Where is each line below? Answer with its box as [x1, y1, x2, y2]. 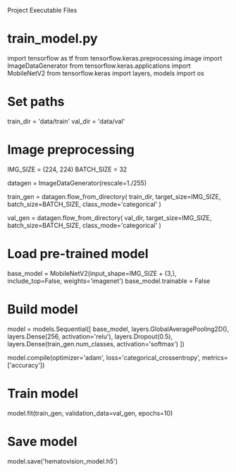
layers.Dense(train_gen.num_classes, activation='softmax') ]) [7, 339, 185, 348]
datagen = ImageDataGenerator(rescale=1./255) [7, 178, 147, 187]
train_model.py [7, 31, 98, 47]
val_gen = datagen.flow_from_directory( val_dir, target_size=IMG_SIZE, [7, 213, 212, 222]
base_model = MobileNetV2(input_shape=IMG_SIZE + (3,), [7, 269, 177, 277]
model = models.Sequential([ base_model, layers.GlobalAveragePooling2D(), [7, 325, 230, 333]
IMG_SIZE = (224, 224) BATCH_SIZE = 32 [7, 165, 128, 174]
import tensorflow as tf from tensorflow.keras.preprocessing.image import [7, 54, 223, 62]
